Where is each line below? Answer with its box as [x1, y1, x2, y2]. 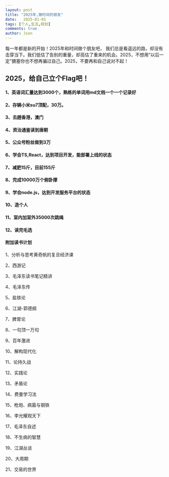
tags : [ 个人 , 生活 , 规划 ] [5, 21, 51, 27]
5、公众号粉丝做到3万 [5, 139, 51, 146]
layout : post [5, 7, 33, 13]
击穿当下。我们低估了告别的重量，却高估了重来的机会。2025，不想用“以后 [5, 52, 160, 58]
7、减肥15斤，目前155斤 [5, 164, 55, 170]
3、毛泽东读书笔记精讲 [5, 273, 52, 279]
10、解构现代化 [5, 348, 37, 354]
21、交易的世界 [5, 466, 37, 472]
